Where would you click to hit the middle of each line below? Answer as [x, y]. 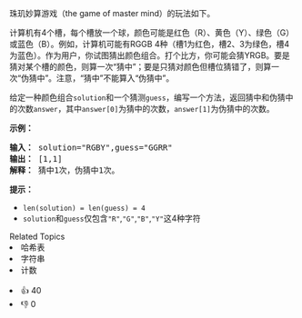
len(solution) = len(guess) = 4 [84, 208]
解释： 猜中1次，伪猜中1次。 [65, 170]
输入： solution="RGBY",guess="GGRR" [91, 148]
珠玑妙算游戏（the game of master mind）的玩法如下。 [112, 13]
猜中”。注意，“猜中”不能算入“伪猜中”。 [101, 78]
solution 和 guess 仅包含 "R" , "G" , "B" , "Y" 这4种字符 [111, 218]
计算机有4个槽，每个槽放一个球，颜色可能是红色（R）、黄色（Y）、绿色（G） [151, 33]
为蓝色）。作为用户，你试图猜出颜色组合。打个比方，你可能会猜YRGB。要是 [150, 55]
